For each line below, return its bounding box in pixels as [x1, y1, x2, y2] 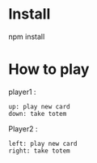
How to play [8, 60, 90, 79]
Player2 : [8, 123, 38, 134]
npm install [8, 32, 45, 41]
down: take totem [8, 109, 67, 118]
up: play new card [8, 102, 70, 110]
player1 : [8, 87, 36, 97]
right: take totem [8, 147, 70, 155]
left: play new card [8, 139, 78, 148]
